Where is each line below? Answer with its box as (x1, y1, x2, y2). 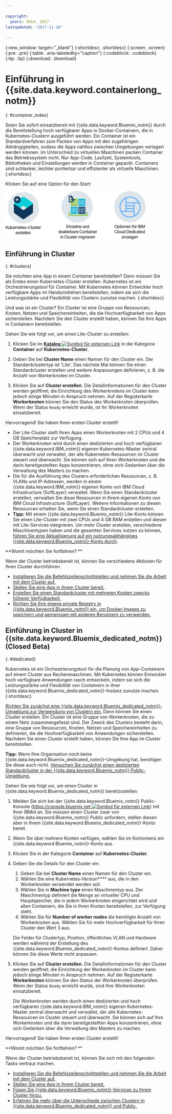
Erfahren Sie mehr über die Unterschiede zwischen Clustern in (12, 1097, 145, 1103)
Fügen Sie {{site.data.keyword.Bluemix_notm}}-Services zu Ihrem (12, 1086, 152, 1092)
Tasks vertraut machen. (5, 1060, 55, 1066)
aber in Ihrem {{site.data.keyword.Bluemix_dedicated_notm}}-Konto (12, 820, 156, 826)
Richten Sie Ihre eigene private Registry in (12, 601, 101, 607)
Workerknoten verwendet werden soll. (20, 881, 101, 887)
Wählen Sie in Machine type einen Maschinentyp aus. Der (20, 886, 143, 893)
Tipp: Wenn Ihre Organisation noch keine (5, 751, 92, 757)
